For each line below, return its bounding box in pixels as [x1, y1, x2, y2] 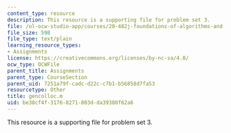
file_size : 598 [7, 29, 51, 36]
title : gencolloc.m [7, 93, 63, 100]
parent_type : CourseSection [7, 73, 88, 81]
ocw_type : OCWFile [7, 61, 60, 68]
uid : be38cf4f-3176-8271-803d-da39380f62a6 [7, 99, 134, 106]
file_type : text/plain [7, 36, 72, 43]
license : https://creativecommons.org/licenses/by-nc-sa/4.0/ [7, 55, 189, 62]
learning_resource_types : [7, 42, 81, 49]
